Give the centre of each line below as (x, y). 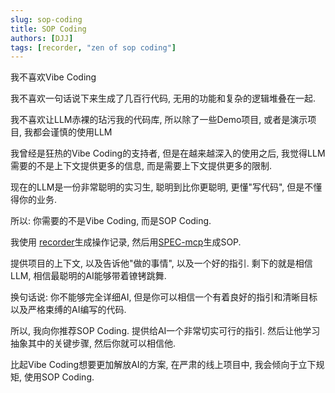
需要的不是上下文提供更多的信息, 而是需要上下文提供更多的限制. (141, 166)
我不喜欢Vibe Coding (53, 77)
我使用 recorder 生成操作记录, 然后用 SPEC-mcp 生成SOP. (126, 242)
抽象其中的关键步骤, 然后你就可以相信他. (93, 343)
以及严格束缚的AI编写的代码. (68, 310)
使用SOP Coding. (59, 377)
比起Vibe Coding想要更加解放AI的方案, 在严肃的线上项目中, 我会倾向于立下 (163, 365)
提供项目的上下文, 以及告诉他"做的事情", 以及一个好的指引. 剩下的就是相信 (161, 263)
